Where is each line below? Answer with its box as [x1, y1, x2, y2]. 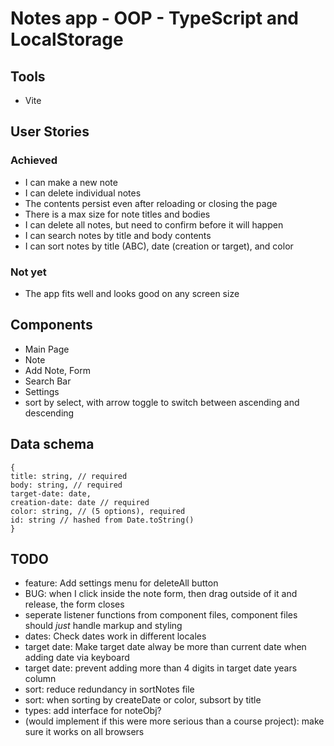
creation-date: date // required [10, 497, 150, 507]
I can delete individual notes [24, 187, 142, 199]
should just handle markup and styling [24, 620, 183, 632]
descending [24, 407, 75, 419]
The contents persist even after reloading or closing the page [24, 197, 278, 209]
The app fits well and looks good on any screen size [24, 287, 240, 299]
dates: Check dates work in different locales [24, 630, 207, 642]
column [24, 673, 57, 685]
